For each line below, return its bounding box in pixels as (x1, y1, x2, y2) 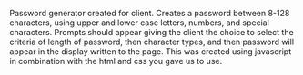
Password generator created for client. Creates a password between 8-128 (9, 8, 290, 18)
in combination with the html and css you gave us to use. (9, 56, 223, 66)
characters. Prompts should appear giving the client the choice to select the (9, 27, 294, 37)
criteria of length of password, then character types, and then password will (9, 36, 294, 47)
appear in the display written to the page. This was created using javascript (9, 46, 292, 57)
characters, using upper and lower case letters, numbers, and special (9, 17, 270, 28)
